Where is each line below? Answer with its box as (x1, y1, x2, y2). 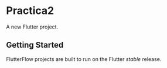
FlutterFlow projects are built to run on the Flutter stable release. (6, 55, 162, 62)
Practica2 (6, 4, 54, 17)
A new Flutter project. (6, 23, 59, 30)
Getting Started (6, 40, 64, 50)
